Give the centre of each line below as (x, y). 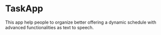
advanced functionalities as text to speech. (49, 27)
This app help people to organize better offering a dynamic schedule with (81, 22)
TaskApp (24, 9)
